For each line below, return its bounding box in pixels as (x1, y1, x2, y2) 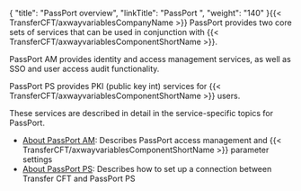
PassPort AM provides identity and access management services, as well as (9, 54, 292, 64)
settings (22, 154, 53, 165)
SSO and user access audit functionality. (9, 63, 160, 74)
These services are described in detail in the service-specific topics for (9, 108, 274, 118)
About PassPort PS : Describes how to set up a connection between (22, 164, 272, 174)
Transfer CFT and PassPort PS (22, 173, 136, 184)
